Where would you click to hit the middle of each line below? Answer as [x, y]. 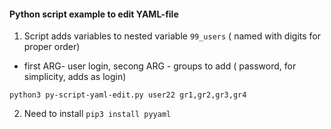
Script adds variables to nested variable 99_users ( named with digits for [172, 36]
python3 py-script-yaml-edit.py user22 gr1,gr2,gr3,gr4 [128, 95]
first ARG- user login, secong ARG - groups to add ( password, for [160, 66]
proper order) [52, 47]
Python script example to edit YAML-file [94, 14]
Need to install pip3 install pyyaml [97, 114]
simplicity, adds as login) [75, 77]
